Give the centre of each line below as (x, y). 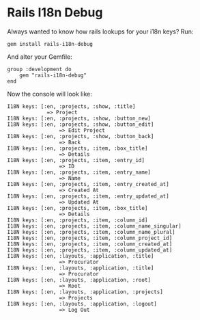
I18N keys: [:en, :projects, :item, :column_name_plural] (91, 232)
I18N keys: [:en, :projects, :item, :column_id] (77, 220)
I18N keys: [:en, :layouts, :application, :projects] (85, 292)
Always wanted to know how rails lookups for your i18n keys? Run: (100, 31)
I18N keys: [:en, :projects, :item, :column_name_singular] (95, 226)
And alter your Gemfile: (40, 57)
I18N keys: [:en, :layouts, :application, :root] (79, 280)
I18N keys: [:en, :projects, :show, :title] (71, 106)
